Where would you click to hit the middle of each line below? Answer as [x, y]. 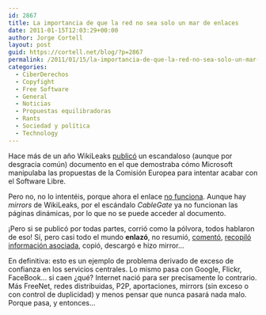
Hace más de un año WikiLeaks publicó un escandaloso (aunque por [120, 156]
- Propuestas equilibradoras [63, 112]
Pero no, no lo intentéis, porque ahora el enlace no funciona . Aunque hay [127, 196]
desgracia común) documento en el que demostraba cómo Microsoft [121, 164]
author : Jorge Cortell [46, 38]
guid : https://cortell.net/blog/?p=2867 [76, 52]
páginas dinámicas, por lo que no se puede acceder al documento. [117, 213]
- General [31, 97]
